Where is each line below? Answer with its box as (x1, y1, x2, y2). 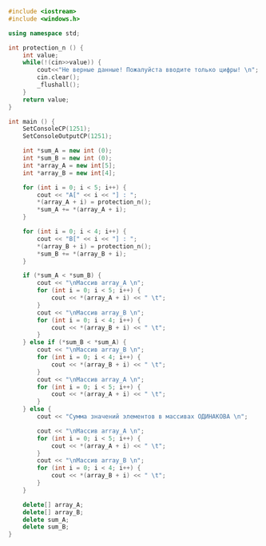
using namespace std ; (8, 29, 81, 38)
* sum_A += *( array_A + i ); (37, 206, 127, 214)
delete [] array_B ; (22, 508, 84, 516)
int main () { (8, 117, 56, 125)
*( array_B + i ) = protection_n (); (37, 242, 152, 251)
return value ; (22, 96, 69, 104)
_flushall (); (37, 81, 81, 89)
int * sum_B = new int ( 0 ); (22, 154, 113, 162)
